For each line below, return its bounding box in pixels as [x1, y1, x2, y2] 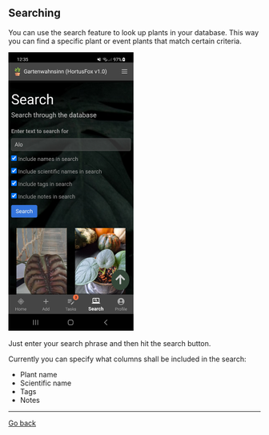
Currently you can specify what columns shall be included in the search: [8, 354, 247, 364]
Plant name [19, 370, 58, 380]
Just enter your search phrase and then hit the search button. [8, 339, 211, 348]
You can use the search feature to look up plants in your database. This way [8, 27, 259, 37]
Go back [8, 418, 37, 428]
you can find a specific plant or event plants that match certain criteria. [8, 36, 242, 46]
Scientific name [19, 378, 72, 388]
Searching [8, 6, 62, 20]
